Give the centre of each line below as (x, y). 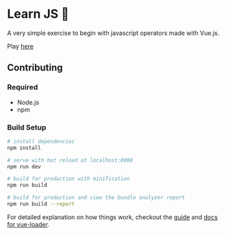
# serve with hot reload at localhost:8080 (70, 160)
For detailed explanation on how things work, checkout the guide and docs (112, 217)
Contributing (35, 68)
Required (23, 87)
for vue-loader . (28, 224)
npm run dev (24, 166)
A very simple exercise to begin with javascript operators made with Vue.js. (113, 33)
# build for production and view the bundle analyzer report (96, 198)
